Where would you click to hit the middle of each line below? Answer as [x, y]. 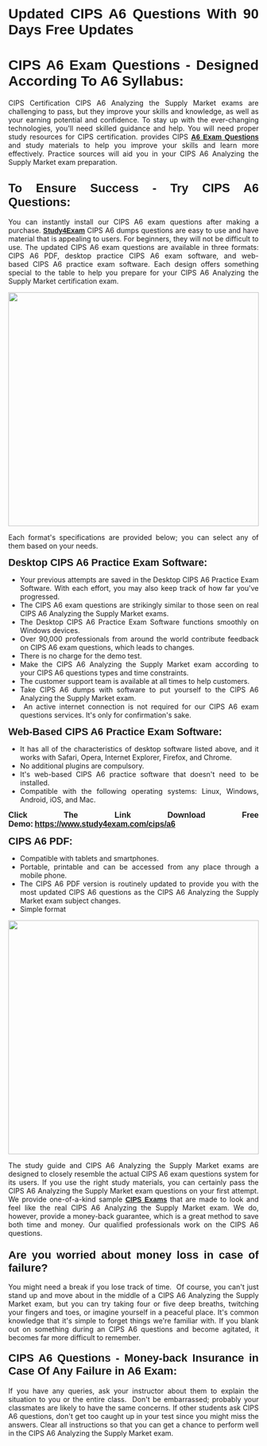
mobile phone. [43, 875]
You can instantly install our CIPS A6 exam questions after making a [133, 221]
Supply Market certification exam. [64, 281]
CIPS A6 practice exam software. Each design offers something [146, 264]
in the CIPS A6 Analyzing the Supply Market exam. [91, 1433]
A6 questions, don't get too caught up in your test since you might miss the [133, 1417]
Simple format [43, 909]
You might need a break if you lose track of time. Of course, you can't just [133, 1287]
